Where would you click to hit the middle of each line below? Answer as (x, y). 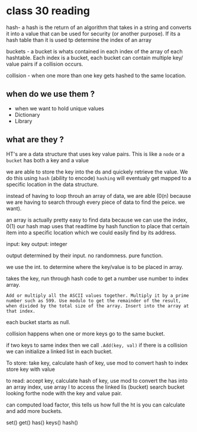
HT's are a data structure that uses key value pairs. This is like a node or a (96, 154)
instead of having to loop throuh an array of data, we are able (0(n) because (98, 196)
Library (23, 121)
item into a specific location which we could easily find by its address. (91, 232)
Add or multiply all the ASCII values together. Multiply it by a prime (98, 295)
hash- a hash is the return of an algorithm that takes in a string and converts (99, 27)
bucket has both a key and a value (47, 160)
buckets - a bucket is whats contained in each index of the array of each (94, 51)
